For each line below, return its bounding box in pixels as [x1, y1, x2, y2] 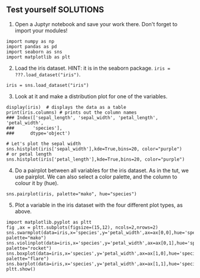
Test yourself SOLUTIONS [6, 5, 104, 15]
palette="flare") [6, 255, 49, 261]
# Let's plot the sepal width [6, 140, 82, 146]
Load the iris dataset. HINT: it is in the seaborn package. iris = [14, 64, 171, 71]
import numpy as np [6, 38, 55, 44]
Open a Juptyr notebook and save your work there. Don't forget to [14, 20, 177, 27]
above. [14, 208, 32, 215]
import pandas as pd [6, 43, 58, 49]
